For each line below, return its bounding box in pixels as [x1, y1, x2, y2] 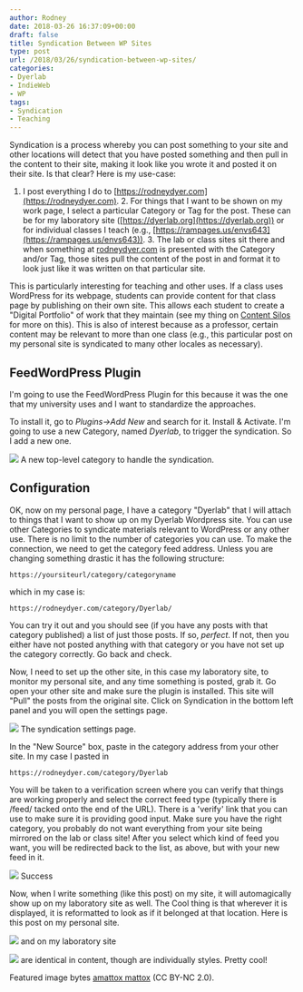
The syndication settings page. [20, 723, 137, 734]
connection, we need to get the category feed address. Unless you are [9, 543, 274, 554]
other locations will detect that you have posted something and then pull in [9, 149, 288, 160]
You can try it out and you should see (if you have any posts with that [9, 619, 269, 631]
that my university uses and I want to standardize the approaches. [9, 398, 257, 409]
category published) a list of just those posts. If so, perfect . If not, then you [9, 629, 289, 640]
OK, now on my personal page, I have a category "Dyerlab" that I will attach [9, 505, 292, 516]
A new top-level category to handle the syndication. [20, 454, 215, 465]
